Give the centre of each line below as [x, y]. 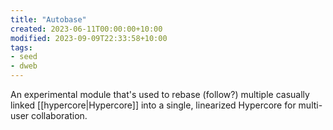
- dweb [24, 66]
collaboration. [59, 115]
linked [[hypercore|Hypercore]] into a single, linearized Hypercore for [153, 105]
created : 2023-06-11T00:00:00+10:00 [86, 29]
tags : [21, 47]
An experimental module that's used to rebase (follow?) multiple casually [160, 94]
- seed [24, 57]
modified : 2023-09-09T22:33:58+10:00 [89, 38]
